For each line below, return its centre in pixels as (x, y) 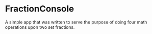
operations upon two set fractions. (40, 27)
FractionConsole (40, 9)
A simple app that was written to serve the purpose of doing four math (76, 22)
